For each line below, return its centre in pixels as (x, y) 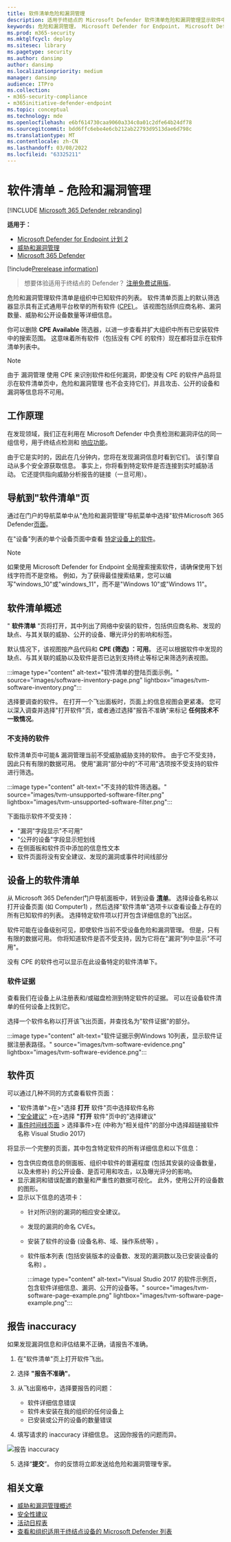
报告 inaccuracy (42, 1326)
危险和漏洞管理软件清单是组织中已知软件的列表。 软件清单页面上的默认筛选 (113, 298)
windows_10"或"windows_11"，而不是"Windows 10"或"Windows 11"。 (113, 584)
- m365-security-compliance (47, 97)
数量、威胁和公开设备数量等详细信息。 (61, 315)
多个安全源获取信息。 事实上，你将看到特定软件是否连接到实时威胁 (113, 465)
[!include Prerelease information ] (53, 269)
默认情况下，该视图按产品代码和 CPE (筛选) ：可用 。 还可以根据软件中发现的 (115, 649)
